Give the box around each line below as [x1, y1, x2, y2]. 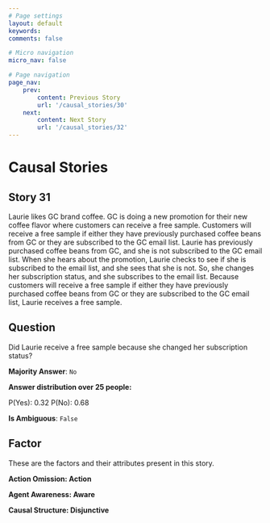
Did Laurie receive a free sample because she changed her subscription [8, 342, 248, 352]
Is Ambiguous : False [8, 413, 78, 423]
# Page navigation [8, 71, 70, 79]
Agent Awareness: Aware [8, 489, 95, 499]
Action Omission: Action [8, 474, 92, 483]
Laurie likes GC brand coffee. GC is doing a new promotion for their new [8, 211, 248, 221]
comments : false [8, 34, 63, 43]
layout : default [8, 19, 63, 27]
